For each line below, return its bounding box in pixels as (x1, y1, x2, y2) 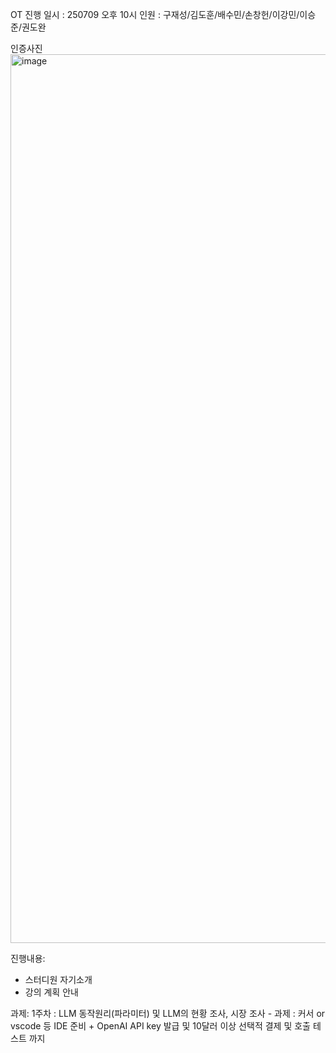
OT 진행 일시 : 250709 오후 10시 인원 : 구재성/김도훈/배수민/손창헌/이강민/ (10, 9, 300, 20)
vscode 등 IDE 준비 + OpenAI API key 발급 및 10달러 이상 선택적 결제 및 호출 (10, 1020, 311, 1032)
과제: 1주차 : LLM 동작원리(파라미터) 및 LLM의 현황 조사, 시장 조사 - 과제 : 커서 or (10, 1008, 326, 1019)
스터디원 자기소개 (24, 974, 93, 985)
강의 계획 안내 (24, 986, 79, 998)
